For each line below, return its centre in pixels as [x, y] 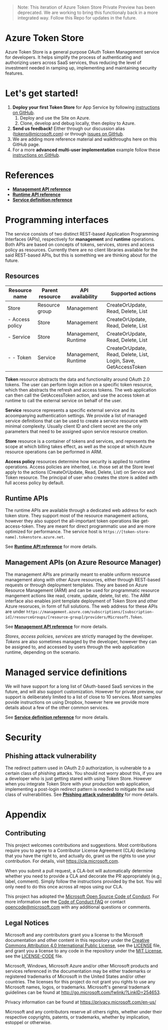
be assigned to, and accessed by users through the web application [75, 647]
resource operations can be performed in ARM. [54, 452]
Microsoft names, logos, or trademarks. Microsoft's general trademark [77, 987]
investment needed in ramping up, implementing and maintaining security [81, 68]
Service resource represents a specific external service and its [70, 410]
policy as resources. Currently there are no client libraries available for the [81, 250]
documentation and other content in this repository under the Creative [77, 940]
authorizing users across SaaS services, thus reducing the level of [73, 63]
